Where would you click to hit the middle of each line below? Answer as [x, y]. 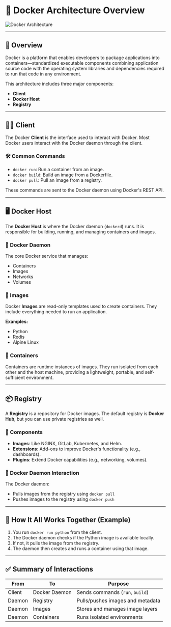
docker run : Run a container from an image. [58, 169]
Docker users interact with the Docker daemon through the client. [74, 143]
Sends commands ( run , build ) [113, 592]
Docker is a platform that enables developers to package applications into [82, 58]
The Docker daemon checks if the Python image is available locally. [83, 537]
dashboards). [27, 454]
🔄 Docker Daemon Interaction [42, 473]
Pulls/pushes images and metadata [119, 601]
